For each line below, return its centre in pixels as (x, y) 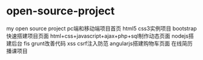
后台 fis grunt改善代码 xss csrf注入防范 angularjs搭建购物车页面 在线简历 (102, 43)
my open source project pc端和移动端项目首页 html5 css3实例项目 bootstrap (101, 28)
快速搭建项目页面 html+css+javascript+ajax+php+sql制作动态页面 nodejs (98, 36)
